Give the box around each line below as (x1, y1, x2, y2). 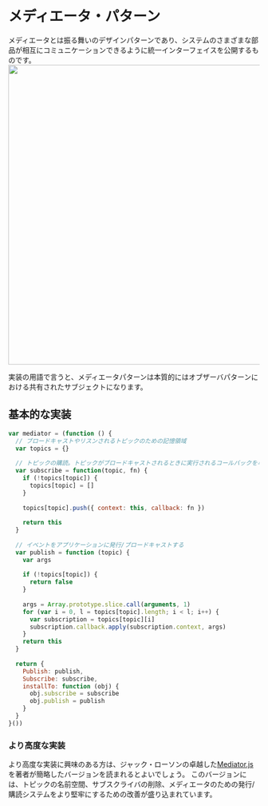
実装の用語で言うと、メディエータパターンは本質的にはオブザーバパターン (8, 372, 251, 381)
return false (29, 578, 73, 586)
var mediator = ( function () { (8, 429, 112, 437)
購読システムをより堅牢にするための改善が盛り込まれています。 (8, 789, 217, 800)
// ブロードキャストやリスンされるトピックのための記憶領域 (15, 437, 187, 445)
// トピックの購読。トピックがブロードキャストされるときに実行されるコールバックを (15, 459, 258, 468)
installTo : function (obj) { (22, 682, 120, 690)
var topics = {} (15, 445, 69, 453)
